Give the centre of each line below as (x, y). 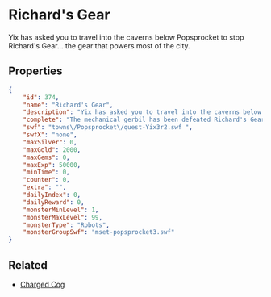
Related (28, 265)
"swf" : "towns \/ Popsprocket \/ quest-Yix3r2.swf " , (108, 128)
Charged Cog (42, 284)
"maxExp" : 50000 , (52, 165)
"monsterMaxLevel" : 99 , (63, 217)
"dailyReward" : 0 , (54, 202)
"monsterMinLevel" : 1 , (61, 210)
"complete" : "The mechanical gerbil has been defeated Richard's (135, 120)
